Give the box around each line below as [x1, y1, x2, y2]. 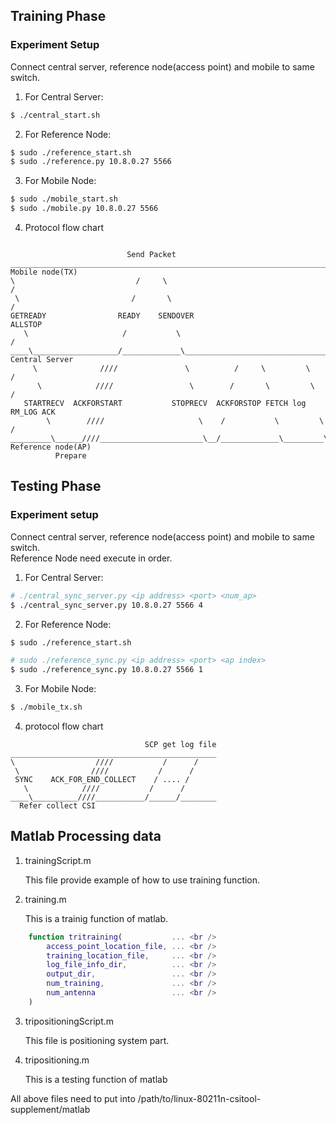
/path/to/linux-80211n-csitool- [137, 1092, 262, 1104]
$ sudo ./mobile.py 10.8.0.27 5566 [10, 204, 159, 214]
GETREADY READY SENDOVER [10, 311, 195, 321]
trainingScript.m [24, 854, 92, 866]
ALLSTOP [10, 320, 43, 330]
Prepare [54, 451, 87, 461]
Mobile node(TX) [10, 267, 78, 278]
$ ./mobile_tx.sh [10, 702, 83, 713]
